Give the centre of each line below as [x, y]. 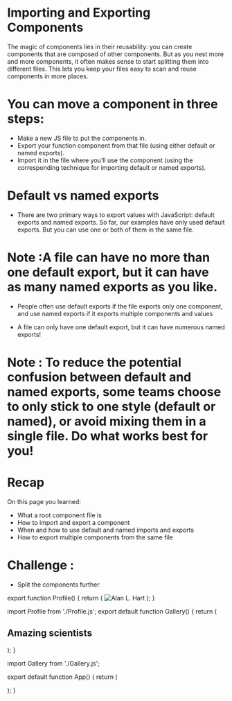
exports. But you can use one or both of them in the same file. [105, 230]
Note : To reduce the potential [95, 362]
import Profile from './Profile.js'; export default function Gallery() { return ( [112, 611]
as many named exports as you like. [113, 287]
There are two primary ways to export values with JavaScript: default [116, 215]
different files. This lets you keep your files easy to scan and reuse [102, 69]
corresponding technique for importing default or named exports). [111, 167]
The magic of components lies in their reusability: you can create [100, 46]
